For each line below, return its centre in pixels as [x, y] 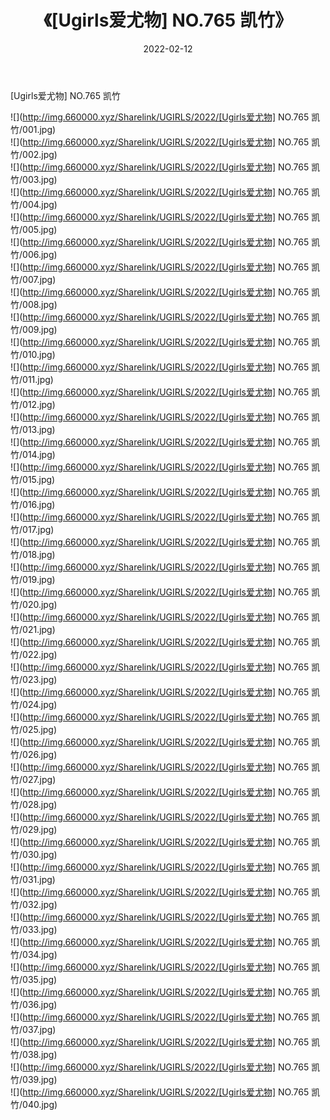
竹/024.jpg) [34, 704]
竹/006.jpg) [34, 254]
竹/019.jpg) [33, 579]
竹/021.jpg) [33, 629]
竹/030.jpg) [34, 854]
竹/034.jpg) [34, 954]
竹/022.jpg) [34, 654]
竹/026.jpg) [34, 754]
